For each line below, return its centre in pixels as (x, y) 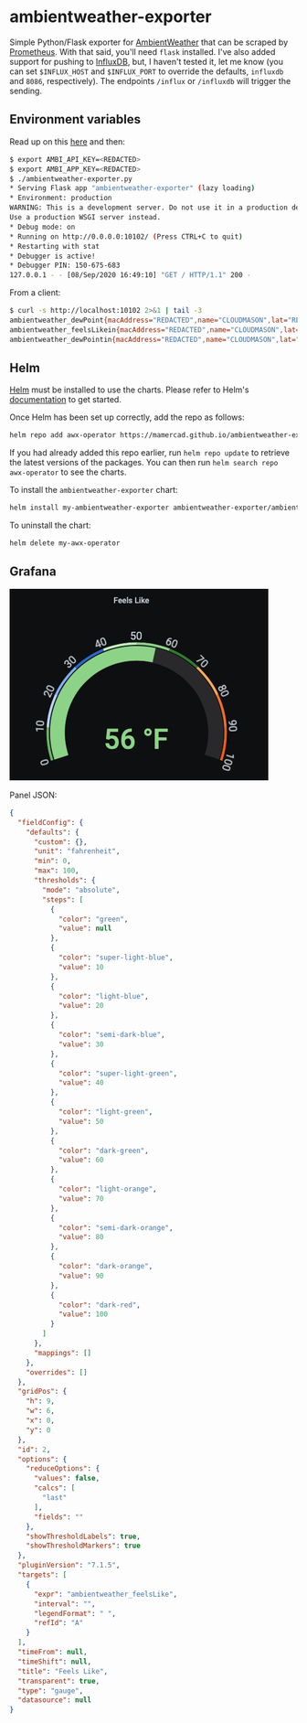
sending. (26, 91)
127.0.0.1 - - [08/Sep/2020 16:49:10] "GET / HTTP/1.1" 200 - (130, 275)
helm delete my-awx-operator (65, 543)
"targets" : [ (42, 1575)
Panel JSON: (33, 795)
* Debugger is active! (53, 256)
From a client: (35, 293)
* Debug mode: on (42, 227)
